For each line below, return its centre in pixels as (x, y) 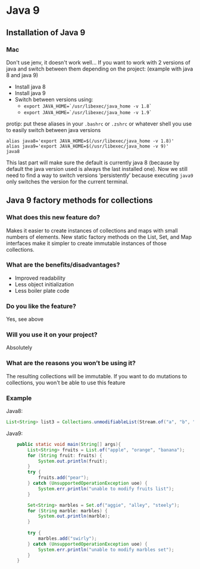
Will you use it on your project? (52, 335)
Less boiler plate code (42, 290)
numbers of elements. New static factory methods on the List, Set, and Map (99, 237)
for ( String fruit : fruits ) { (65, 455)
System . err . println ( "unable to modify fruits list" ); (106, 489)
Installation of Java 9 (46, 33)
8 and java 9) (22, 75)
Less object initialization (44, 284)
